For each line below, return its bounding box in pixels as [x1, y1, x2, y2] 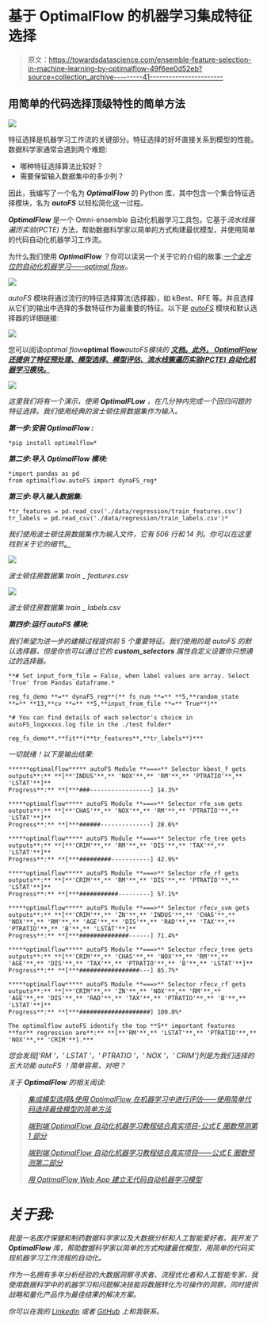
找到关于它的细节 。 [8, 539, 71, 548]
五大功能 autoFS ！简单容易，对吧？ [8, 1060, 126, 1070]
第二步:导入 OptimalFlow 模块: [8, 454, 109, 463]
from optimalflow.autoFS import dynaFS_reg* [8, 477, 158, 485]
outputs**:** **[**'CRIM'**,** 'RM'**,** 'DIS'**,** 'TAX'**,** [8, 842, 225, 849]
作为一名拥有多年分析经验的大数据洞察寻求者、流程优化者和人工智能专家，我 [8, 1270, 258, 1279]
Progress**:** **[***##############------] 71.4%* [8, 931, 179, 940]
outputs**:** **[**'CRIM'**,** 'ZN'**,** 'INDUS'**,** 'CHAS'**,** [8, 911, 236, 918]
